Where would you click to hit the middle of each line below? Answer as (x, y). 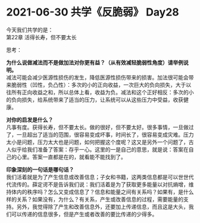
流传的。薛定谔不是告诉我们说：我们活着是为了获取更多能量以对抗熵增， (100, 184)
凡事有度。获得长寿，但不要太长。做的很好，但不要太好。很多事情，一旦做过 (100, 127)
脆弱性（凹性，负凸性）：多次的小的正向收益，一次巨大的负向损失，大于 (99, 84)
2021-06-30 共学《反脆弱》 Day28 (93, 12)
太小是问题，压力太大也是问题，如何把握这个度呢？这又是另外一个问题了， (97, 142)
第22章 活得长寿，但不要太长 (42, 37)
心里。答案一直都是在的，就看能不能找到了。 (71, 157)
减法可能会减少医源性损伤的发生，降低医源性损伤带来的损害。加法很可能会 (97, 77)
